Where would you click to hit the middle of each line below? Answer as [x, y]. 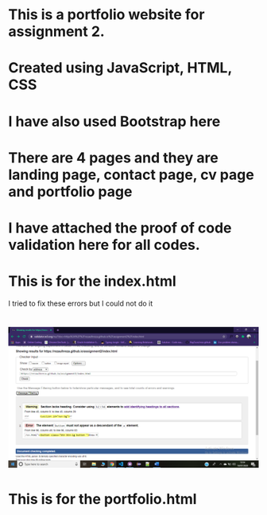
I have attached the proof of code [120, 228]
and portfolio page [70, 191]
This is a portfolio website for [106, 15]
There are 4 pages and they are [113, 158]
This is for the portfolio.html [103, 499]
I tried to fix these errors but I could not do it [81, 303]
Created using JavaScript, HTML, [120, 68]
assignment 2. [56, 31]
